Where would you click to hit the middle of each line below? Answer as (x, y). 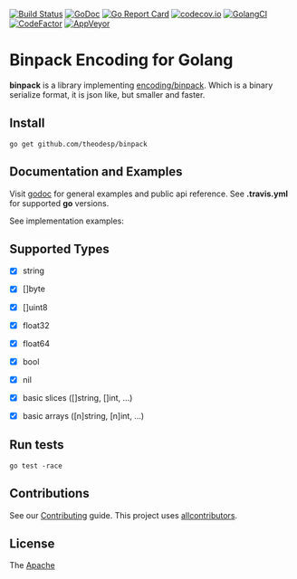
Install (27, 123)
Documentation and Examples (96, 172)
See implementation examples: (67, 221)
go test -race (36, 466)
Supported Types (60, 249)
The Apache (33, 565)
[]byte (34, 289)
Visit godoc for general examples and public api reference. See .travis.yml (148, 194)
